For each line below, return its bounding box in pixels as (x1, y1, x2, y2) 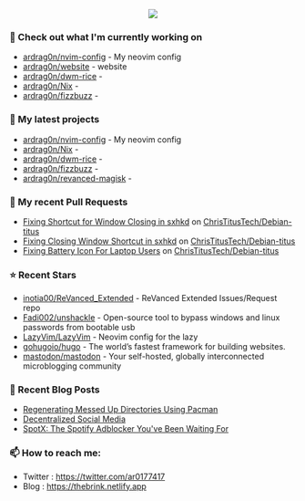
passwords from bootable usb (22, 322, 136, 333)
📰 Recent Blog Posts (9, 383, 100, 396)
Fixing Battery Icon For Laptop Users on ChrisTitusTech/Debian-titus (22, 245, 280, 256)
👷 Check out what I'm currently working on (9, 30, 203, 43)
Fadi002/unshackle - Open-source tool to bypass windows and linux (22, 312, 280, 323)
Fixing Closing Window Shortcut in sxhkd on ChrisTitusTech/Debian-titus (22, 235, 296, 246)
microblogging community (22, 360, 122, 371)
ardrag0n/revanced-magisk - (22, 172, 132, 183)
